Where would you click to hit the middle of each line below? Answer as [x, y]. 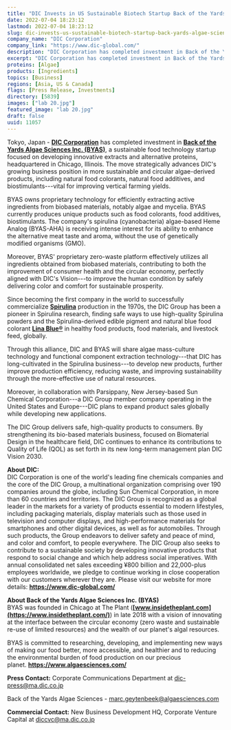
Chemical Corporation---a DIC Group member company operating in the [109, 399]
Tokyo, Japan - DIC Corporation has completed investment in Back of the [112, 142]
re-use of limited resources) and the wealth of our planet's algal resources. [113, 629]
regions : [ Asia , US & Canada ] [51, 84]
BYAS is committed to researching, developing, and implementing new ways [115, 643]
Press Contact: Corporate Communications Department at [90, 678]
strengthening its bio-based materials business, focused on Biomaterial [108, 434]
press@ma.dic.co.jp [35, 685]
